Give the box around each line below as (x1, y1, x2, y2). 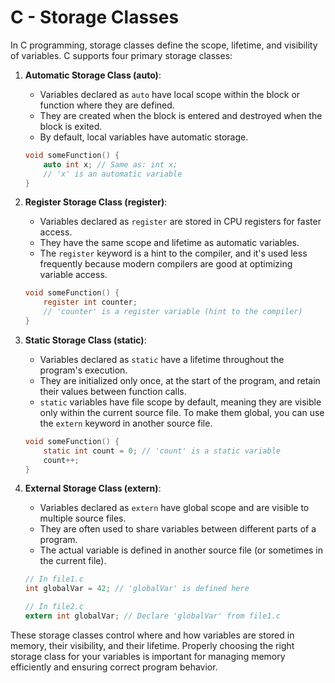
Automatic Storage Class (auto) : (24, 69, 162, 81)
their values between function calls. (39, 385, 187, 397)
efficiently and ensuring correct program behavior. (10, 661, 218, 673)
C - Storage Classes (10, 6, 180, 29)
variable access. (39, 269, 108, 281)
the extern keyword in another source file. (39, 417, 213, 429)
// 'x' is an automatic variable (43, 169, 183, 179)
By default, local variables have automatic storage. (39, 131, 249, 143)
